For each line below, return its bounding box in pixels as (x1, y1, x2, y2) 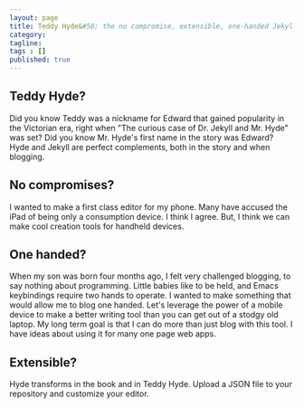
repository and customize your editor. (9, 388, 149, 399)
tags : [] (9, 47, 47, 56)
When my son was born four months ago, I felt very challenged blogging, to (9, 270, 291, 281)
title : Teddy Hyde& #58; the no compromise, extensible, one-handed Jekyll (9, 22, 298, 31)
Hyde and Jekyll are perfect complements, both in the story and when (9, 141, 271, 152)
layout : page (9, 13, 59, 23)
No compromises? (9, 177, 115, 193)
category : (9, 30, 47, 39)
